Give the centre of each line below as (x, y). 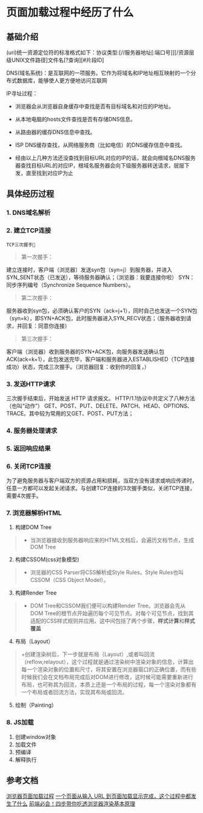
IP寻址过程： (22, 93)
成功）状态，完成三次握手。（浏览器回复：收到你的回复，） (78, 366)
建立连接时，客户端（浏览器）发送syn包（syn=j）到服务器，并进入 (89, 269)
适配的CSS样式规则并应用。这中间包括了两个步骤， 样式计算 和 (107, 621)
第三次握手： (37, 339)
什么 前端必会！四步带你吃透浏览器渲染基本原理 (76, 804)
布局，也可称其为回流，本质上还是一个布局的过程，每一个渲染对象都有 (109, 685)
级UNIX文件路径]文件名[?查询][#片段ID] (55, 60)
